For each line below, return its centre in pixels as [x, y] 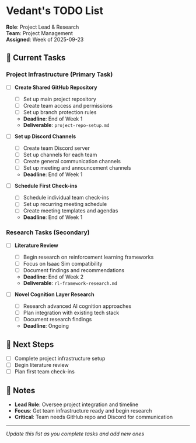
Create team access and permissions [68, 105]
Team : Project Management [39, 33]
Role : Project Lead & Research [43, 27]
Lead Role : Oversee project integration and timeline [76, 404]
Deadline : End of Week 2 [53, 277]
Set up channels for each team [60, 154]
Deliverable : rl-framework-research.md [70, 283]
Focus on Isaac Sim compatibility [63, 263]
